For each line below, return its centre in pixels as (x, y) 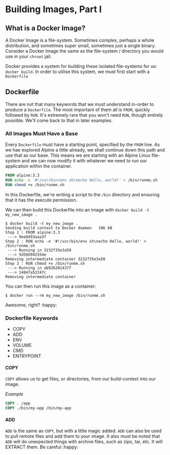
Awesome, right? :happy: (31, 305)
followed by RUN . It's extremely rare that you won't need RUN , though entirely (84, 115)
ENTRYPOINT (27, 356)
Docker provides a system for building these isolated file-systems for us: (81, 66)
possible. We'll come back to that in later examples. (59, 120)
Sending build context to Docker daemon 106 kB (59, 228)
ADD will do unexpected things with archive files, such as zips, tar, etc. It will (84, 442)
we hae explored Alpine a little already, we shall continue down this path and (85, 150)
